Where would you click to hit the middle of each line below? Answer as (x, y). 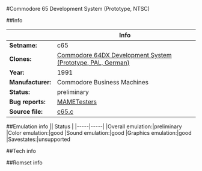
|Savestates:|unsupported (38, 139)
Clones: (20, 59)
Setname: (23, 45)
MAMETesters (77, 102)
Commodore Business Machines (103, 82)
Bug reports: (28, 102)
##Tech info (21, 151)
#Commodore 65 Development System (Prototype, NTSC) (78, 9)
